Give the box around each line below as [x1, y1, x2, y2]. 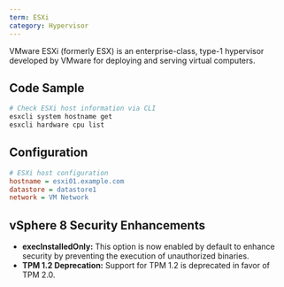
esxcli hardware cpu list [9, 120, 104, 129]
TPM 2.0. [21, 269, 56, 280]
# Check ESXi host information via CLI [9, 104, 157, 113]
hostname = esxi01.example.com [9, 176, 125, 186]
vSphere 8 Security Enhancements [9, 218, 206, 233]
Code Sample [9, 81, 85, 96]
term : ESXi [9, 12, 50, 22]
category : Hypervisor [9, 21, 89, 30]
